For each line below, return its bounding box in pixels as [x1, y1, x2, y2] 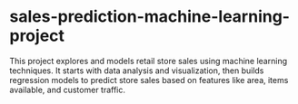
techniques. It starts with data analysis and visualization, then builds [9, 65, 264, 76]
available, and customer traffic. [9, 84, 125, 95]
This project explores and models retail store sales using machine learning [9, 55, 288, 66]
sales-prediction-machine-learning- [9, 6, 291, 27]
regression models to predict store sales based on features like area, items [9, 74, 289, 85]
